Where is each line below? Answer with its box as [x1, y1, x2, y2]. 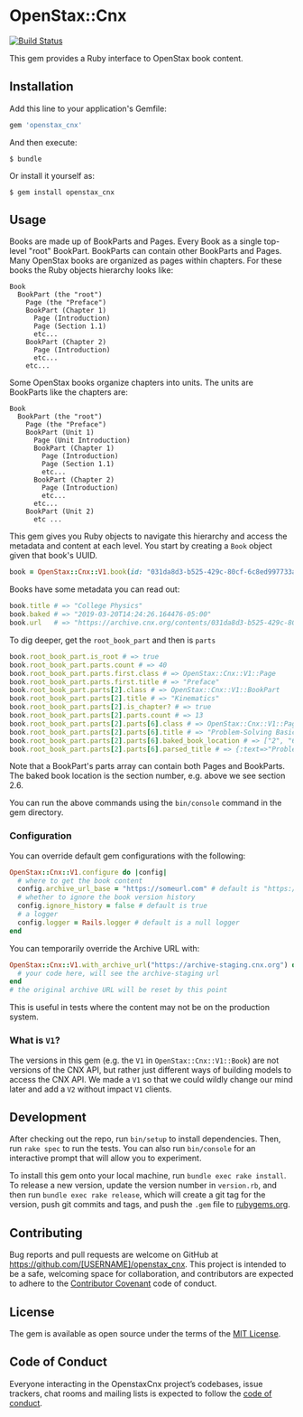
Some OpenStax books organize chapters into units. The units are [9, 377, 254, 389]
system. [9, 1011, 39, 1022]
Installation [9, 79, 74, 95]
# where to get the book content [17, 876, 143, 886]
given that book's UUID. [9, 550, 97, 561]
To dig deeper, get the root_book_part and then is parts [9, 634, 216, 645]
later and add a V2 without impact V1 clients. [9, 1084, 172, 1094]
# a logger [17, 910, 59, 919]
